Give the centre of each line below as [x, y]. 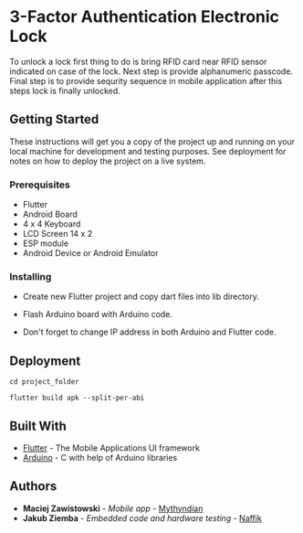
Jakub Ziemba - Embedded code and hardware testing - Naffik [142, 517]
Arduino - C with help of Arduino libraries [100, 457]
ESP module [46, 243]
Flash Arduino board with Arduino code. [98, 314]
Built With [38, 426]
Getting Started [54, 119]
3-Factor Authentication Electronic [145, 17]
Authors [33, 486]
